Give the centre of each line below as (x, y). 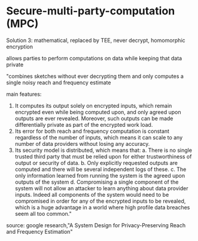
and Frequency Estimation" (39, 231)
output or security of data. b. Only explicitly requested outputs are (96, 163)
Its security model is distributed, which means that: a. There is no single (103, 150)
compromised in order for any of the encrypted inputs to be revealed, (100, 201)
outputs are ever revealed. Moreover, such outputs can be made (94, 118)
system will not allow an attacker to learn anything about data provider (101, 188)
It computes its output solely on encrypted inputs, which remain (93, 105)
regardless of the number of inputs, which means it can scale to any (99, 137)
